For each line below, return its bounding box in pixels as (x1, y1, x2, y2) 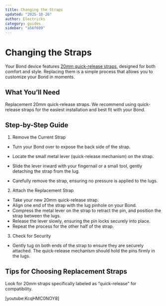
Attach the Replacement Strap (12, 187, 74, 193)
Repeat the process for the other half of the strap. (12, 223, 114, 229)
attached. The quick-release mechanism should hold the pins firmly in (12, 248, 155, 254)
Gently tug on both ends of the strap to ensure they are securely (12, 242, 144, 248)
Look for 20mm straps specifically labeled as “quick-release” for (5, 280, 137, 286)
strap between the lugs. (12, 212, 61, 218)
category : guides (5, 21, 41, 26)
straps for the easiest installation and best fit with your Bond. (21, 106, 146, 112)
